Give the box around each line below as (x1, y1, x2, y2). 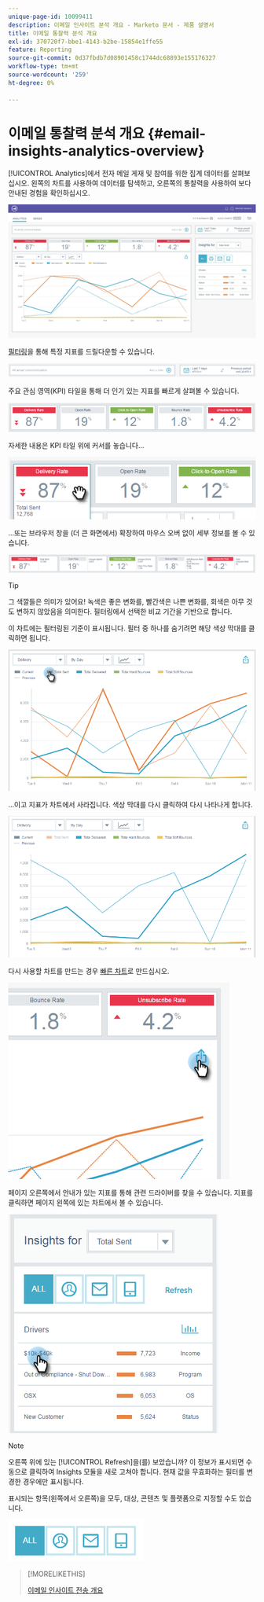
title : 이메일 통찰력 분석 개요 (8, 29, 97, 37)
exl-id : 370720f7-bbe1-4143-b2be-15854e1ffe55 (8, 38, 163, 46)
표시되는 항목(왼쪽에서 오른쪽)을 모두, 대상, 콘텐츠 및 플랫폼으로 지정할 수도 (8, 1494, 237, 1503)
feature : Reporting (8, 46, 72, 54)
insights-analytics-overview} (8, 141, 205, 160)
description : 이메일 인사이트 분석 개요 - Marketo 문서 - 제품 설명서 (8, 20, 214, 29)
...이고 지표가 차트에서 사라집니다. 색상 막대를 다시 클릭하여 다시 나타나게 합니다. (8, 799, 253, 809)
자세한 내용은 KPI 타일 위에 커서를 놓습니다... (8, 441, 145, 450)
